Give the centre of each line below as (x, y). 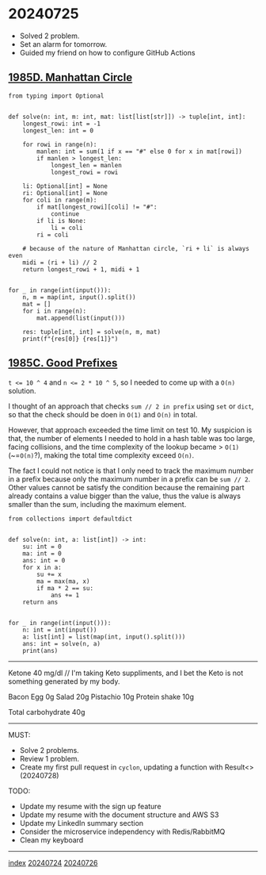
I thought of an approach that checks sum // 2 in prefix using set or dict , (131, 406)
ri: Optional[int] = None (65, 193)
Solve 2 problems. (49, 750)
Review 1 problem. (49, 758)
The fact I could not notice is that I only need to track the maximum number (131, 470)
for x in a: (42, 567)
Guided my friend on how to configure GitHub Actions (107, 52)
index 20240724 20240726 (53, 862)
